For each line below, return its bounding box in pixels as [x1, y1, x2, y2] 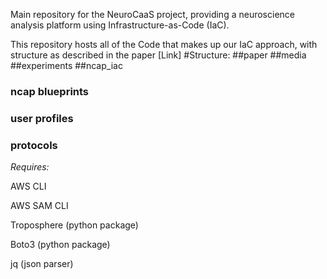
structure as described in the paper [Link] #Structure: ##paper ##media [10, 49, 307, 61]
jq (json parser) [10, 258, 74, 270]
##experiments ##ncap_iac [10, 60, 123, 71]
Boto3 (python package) [10, 239, 111, 251]
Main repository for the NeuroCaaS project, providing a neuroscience [10, 9, 295, 20]
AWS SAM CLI [10, 200, 69, 212]
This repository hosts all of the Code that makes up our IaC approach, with [10, 39, 318, 50]
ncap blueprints [10, 84, 90, 98]
